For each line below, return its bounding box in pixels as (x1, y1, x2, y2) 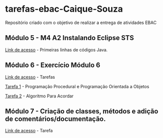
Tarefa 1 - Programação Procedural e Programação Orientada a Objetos (5, 83, 149, 89)
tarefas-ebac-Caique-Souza (5, 3, 123, 15)
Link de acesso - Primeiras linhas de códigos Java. (5, 46, 108, 52)
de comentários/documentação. (5, 115, 106, 123)
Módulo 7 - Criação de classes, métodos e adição (5, 107, 159, 115)
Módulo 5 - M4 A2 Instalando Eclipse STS (5, 34, 134, 42)
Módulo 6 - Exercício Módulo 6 (5, 61, 100, 69)
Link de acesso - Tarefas (5, 74, 55, 80)
